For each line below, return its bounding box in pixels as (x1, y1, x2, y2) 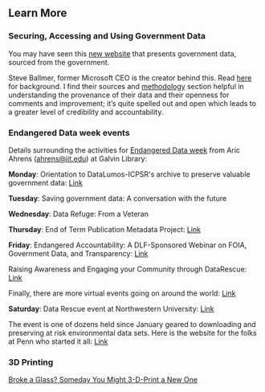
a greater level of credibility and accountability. (8, 107, 164, 116)
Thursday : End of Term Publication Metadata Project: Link (8, 224, 202, 234)
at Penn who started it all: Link (8, 337, 108, 346)
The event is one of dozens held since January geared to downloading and (8, 319, 256, 329)
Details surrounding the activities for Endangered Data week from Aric (8, 145, 241, 155)
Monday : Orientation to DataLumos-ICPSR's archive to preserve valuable (8, 169, 251, 179)
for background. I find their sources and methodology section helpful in (8, 81, 245, 91)
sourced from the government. (8, 57, 110, 67)
